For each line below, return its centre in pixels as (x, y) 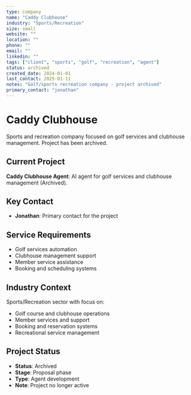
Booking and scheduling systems (56, 269)
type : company (24, 12)
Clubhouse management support (56, 256)
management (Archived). (37, 182)
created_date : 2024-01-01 (38, 73)
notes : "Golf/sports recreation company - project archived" (84, 85)
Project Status (34, 351)
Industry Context (39, 287)
